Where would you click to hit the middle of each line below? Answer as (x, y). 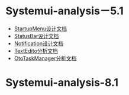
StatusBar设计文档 (36, 36)
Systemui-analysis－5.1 (64, 11)
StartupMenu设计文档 (41, 28)
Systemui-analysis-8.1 (62, 83)
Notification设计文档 (38, 43)
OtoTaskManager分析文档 (45, 58)
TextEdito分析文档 (36, 50)
